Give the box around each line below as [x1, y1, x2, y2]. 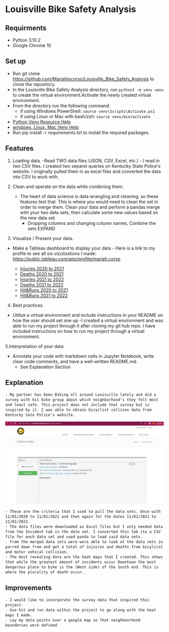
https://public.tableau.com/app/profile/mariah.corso [12, 256, 121, 262]
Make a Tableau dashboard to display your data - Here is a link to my [12, 245, 155, 251]
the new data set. [20, 215, 56, 221]
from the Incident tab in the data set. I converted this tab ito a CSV [5, 529, 161, 534]
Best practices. [12, 302, 44, 308]
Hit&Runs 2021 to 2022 [20, 292, 68, 299]
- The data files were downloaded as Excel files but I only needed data [5, 524, 163, 529]
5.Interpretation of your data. [5, 343, 65, 349]
